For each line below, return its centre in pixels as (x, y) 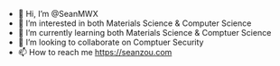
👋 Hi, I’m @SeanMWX (58, 14)
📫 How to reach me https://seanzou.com (95, 52)
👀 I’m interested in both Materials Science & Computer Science (135, 23)
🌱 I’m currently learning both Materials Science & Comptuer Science (145, 33)
